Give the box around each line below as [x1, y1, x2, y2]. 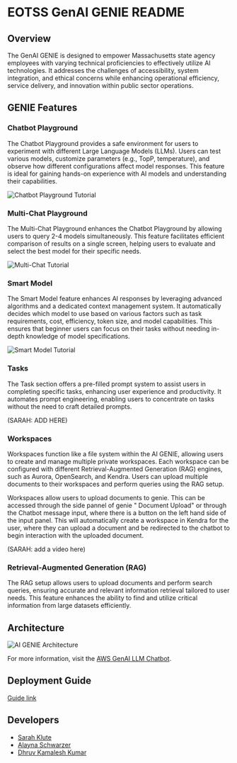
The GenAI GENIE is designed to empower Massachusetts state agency [7, 51, 216, 60]
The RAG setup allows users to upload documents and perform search [7, 579, 213, 587]
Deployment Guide [7, 674, 92, 687]
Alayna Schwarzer [17, 740, 71, 749]
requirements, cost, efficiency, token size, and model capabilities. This [7, 317, 212, 326]
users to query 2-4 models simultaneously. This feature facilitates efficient [7, 232, 225, 240]
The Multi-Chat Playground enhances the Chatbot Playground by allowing [7, 224, 222, 232]
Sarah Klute [17, 733, 52, 741]
